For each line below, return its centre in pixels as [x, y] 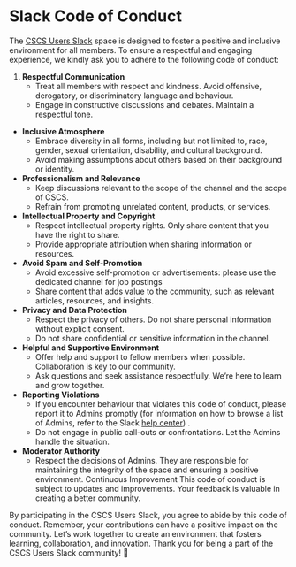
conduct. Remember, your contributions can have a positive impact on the [144, 525]
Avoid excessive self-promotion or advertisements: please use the [156, 272]
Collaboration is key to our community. [105, 366]
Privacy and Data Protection [75, 310]
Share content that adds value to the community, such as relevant [155, 291]
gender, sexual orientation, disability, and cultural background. [148, 150]
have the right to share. [77, 234]
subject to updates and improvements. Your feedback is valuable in [157, 488]
